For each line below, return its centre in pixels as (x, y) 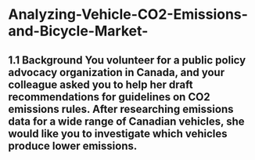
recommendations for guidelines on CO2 (109, 97)
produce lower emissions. (73, 145)
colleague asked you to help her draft (101, 84)
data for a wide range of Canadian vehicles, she (126, 121)
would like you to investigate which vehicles (118, 134)
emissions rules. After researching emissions (121, 109)
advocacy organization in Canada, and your (117, 72)
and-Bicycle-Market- (78, 31)
